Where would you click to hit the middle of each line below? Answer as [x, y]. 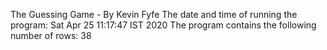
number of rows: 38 [51, 35]
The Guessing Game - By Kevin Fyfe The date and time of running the [154, 14]
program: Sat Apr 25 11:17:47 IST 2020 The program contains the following [163, 25]
